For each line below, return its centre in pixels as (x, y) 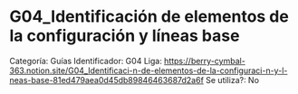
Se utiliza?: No (232, 80)
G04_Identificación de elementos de (149, 17)
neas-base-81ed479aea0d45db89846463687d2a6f (106, 80)
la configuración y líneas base (125, 36)
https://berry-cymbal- (205, 61)
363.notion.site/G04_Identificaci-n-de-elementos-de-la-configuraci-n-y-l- (149, 70)
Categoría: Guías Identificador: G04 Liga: (86, 61)
